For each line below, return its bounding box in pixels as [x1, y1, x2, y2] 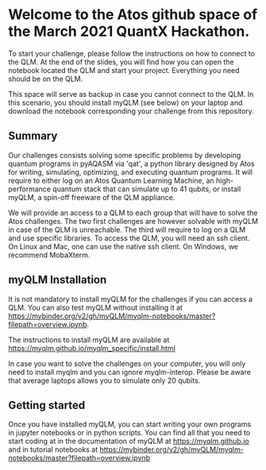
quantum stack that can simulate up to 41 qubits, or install [52, 184, 241, 194]
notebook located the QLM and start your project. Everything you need [8, 65, 240, 75]
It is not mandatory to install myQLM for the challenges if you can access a [8, 294, 253, 303]
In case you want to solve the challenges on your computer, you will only [8, 359, 246, 368]
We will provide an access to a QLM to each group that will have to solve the [8, 208, 258, 218]
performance [8, 184, 52, 194]
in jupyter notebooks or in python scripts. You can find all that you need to [8, 428, 251, 437]
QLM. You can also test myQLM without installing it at [8, 302, 183, 312]
